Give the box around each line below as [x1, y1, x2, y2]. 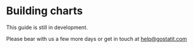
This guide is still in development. [6, 24, 88, 31]
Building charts [6, 4, 83, 18]
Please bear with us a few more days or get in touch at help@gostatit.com [6, 35, 187, 42]
